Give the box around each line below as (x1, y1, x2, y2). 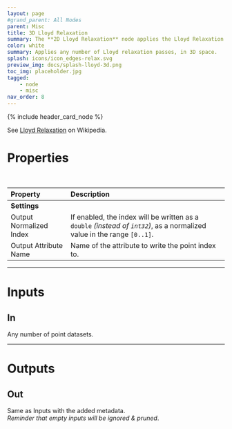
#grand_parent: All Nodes (7, 17, 81, 23)
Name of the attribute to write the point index (70, 240, 216, 250)
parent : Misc (7, 23, 45, 30)
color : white (7, 42, 45, 49)
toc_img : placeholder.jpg (7, 68, 81, 75)
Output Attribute (10, 240, 64, 250)
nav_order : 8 (7, 94, 45, 101)
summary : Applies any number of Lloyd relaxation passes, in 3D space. (7, 49, 217, 56)
